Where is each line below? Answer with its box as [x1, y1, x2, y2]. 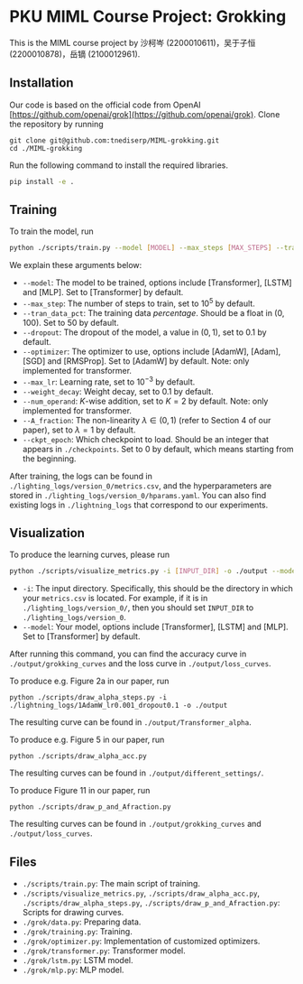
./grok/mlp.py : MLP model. [22, 964, 124, 976]
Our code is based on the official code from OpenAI [9, 99, 201, 110]
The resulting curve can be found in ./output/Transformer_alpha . [9, 717, 252, 728]
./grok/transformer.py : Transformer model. [22, 945, 187, 956]
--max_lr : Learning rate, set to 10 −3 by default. [22, 375, 196, 387]
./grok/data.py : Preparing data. [22, 916, 142, 927]
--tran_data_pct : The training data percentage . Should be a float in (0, [22, 307, 285, 318]
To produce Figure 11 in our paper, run [9, 785, 151, 796]
